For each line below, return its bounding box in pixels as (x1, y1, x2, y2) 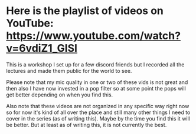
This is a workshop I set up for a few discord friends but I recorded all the (6, 61, 185, 68)
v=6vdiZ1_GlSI (6, 42, 78, 55)
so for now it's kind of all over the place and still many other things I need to (6, 109, 191, 116)
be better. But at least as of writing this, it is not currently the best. (6, 121, 167, 128)
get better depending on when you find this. (6, 91, 113, 98)
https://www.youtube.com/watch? (6, 29, 181, 42)
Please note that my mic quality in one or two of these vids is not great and (6, 78, 188, 86)
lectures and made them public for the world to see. (6, 67, 132, 74)
